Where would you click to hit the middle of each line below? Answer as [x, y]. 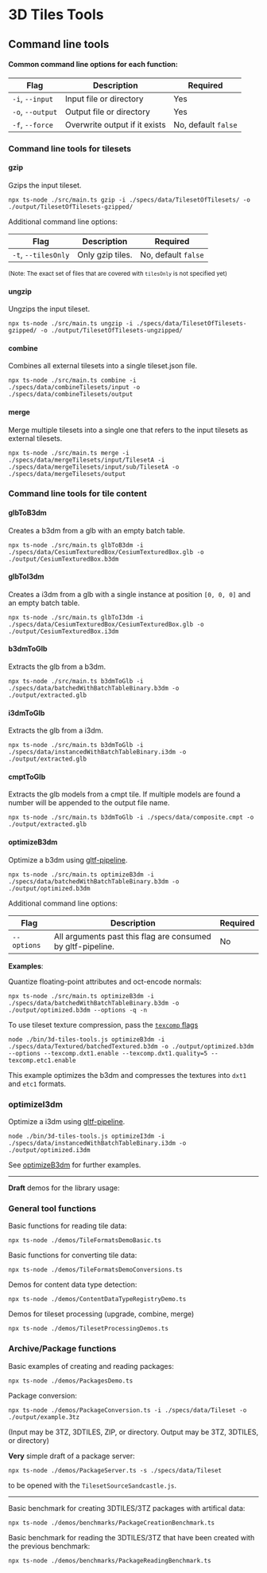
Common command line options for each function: [93, 65]
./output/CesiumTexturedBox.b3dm [64, 559]
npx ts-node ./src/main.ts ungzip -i [71, 324]
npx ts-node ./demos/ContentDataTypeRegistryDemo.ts [97, 1300]
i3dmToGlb [27, 713]
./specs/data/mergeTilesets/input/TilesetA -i [87, 460]
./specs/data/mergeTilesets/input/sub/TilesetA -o [94, 467]
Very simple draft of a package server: [72, 1456]
